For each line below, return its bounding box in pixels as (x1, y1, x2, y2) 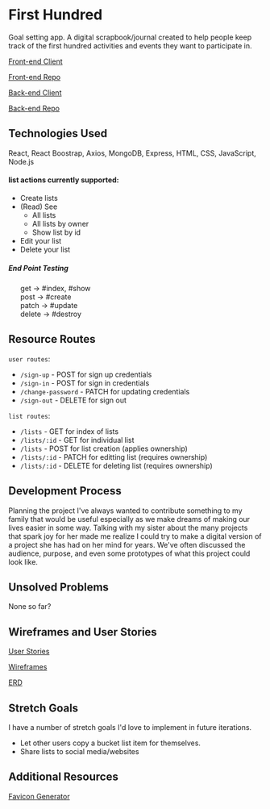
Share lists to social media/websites (19, 746, 139, 756)
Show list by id (31, 227, 81, 237)
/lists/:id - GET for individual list (19, 435, 135, 444)
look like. (8, 557, 39, 566)
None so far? (8, 602, 52, 611)
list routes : (8, 411, 51, 420)
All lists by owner (31, 219, 89, 228)
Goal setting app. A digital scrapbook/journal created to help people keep (8, 32, 252, 42)
